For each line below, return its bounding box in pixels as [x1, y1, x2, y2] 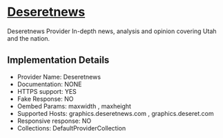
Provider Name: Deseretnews [17, 72, 101, 81]
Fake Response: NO [17, 95, 74, 103]
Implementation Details [7, 55, 110, 66]
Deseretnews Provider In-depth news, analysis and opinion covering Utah [7, 27, 217, 35]
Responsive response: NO [17, 117, 92, 125]
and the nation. [7, 34, 50, 42]
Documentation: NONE [17, 80, 82, 88]
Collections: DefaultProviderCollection [17, 124, 126, 132]
